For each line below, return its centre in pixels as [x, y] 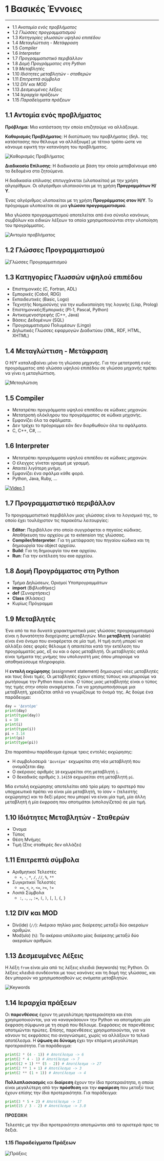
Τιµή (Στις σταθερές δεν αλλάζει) [47, 844]
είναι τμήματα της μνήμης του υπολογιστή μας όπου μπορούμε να [72, 657]
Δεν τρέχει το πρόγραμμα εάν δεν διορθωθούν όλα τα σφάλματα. [80, 425]
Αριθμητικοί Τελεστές [34, 872]
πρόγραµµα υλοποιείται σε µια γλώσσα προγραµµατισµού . [66, 205]
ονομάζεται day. [29, 767]
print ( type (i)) [20, 729]
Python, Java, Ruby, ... [35, 478]
